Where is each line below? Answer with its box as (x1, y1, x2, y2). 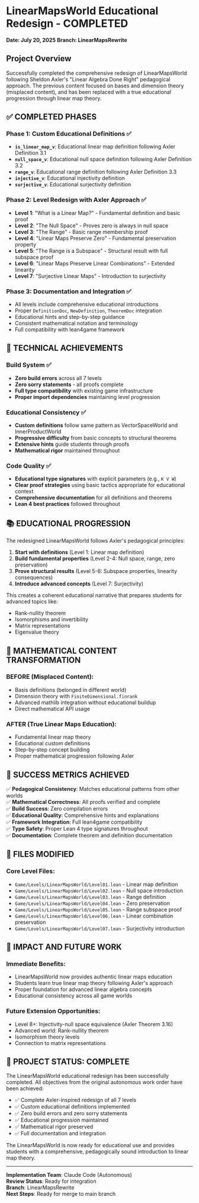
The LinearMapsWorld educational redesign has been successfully (6, 1072, 169, 1079)
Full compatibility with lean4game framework (14, 326, 125, 333)
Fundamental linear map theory (14, 733, 91, 740)
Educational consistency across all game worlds (14, 992, 132, 999)
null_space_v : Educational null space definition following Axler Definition (14, 156, 192, 163)
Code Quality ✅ (6, 461, 52, 470)
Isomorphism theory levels (14, 1033, 80, 1040)
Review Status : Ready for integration (6, 1177, 97, 1185)
